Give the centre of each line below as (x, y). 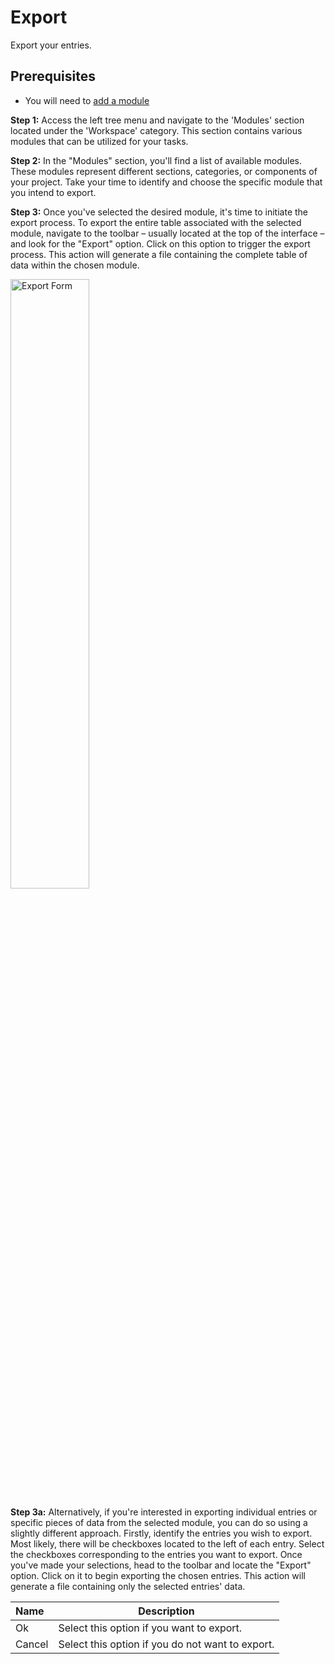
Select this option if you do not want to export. (166, 1644)
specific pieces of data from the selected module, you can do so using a (159, 1522)
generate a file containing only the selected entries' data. (128, 1586)
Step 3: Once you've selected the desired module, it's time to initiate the (159, 212)
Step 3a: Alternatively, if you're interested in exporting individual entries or (164, 1512)
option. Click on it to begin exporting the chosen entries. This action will (158, 1575)
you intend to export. (53, 192)
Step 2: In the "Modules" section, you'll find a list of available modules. (156, 160)
